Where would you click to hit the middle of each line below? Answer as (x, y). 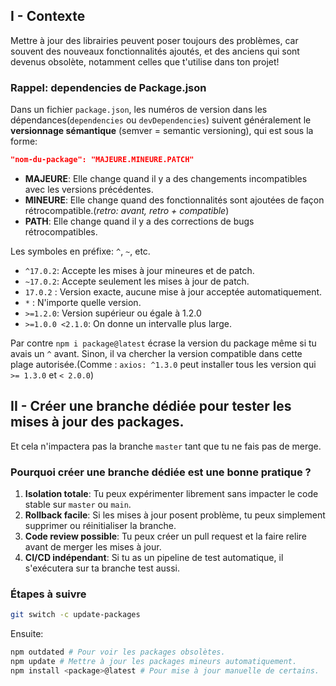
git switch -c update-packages (75, 615)
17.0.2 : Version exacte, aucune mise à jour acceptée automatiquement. (173, 291)
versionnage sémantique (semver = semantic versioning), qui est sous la (162, 131)
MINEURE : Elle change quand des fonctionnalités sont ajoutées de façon (174, 200)
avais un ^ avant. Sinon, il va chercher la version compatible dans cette (156, 353)
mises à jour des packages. (97, 422)
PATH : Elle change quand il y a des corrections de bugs (139, 221)
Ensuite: (27, 634)
